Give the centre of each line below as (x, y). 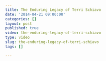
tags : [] (14, 47)
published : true (22, 28)
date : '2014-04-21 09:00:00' (35, 14)
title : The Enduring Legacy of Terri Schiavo (53, 10)
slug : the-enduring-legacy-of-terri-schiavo (52, 42)
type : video (17, 38)
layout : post (19, 24)
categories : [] (21, 19)
